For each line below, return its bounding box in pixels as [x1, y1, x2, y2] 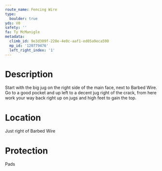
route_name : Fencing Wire [5, 7, 57, 12]
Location [5, 112, 41, 123]
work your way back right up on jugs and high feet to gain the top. [5, 95, 137, 101]
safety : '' [5, 25, 27, 30]
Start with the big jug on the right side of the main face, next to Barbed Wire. [5, 85, 157, 90]
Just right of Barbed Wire [5, 128, 56, 134]
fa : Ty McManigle [5, 30, 40, 34]
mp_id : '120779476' [9, 43, 49, 48]
